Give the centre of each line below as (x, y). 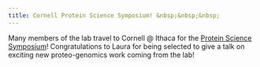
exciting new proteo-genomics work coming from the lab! (101, 54)
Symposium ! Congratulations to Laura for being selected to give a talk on (126, 46)
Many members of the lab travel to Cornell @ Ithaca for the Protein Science (130, 38)
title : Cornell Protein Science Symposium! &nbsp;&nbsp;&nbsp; (114, 15)
